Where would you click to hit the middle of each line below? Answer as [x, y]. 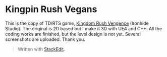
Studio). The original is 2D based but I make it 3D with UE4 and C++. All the [84, 28]
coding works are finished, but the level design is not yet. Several [73, 34]
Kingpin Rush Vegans [51, 9]
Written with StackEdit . [41, 49]
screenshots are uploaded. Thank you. [45, 39]
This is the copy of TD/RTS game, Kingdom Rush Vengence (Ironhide [77, 23]
